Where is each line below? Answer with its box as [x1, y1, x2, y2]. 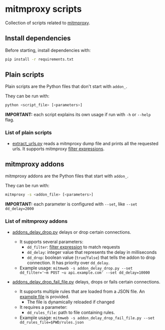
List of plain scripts [5, 129, 52, 136]
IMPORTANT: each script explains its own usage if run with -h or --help [5, 112, 151, 118]
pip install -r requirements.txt [5, 57, 74, 62]
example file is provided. [19, 293, 70, 299]
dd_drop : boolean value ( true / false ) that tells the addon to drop [27, 254, 156, 260]
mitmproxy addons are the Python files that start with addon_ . [5, 173, 129, 179]
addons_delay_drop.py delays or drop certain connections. [12, 229, 132, 235]
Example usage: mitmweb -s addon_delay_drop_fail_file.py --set [19, 315, 155, 321]
